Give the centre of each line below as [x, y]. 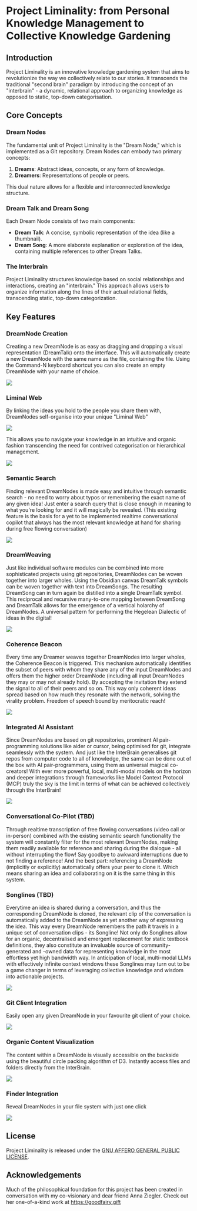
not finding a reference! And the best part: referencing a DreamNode [89, 860]
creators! [17, 771]
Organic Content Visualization [50, 1042]
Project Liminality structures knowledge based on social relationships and [95, 279]
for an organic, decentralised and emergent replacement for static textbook [97, 939]
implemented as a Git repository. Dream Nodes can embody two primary [94, 151]
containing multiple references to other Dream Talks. [78, 251]
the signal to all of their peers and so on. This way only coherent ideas [91, 689]
